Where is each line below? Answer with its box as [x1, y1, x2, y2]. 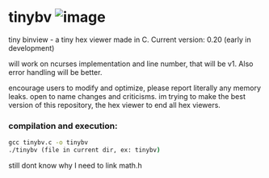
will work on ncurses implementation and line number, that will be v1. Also [8, 59, 254, 68]
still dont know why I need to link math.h [8, 160, 143, 170]
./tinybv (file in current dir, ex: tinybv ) [8, 146, 161, 155]
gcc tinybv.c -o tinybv [8, 139, 89, 147]
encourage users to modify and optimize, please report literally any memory [8, 83, 261, 93]
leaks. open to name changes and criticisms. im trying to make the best [8, 91, 246, 101]
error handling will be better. [8, 67, 103, 77]
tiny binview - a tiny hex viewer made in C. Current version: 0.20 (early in [8, 35, 252, 44]
